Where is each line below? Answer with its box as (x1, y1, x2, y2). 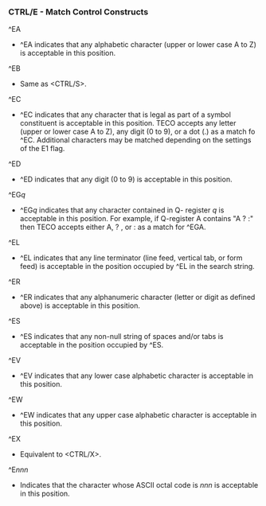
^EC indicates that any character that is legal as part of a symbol (19, 110, 231, 119)
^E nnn (8, 465, 29, 475)
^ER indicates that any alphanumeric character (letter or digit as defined (19, 293, 256, 302)
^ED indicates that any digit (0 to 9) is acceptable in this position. (19, 174, 233, 185)
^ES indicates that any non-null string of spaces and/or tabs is (19, 332, 224, 341)
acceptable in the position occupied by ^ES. (19, 341, 164, 350)
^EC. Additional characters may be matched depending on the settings (19, 135, 252, 145)
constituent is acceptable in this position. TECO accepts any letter (19, 119, 237, 128)
